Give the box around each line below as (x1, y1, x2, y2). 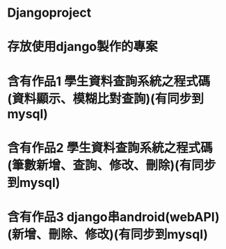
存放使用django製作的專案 (7, 39, 158, 55)
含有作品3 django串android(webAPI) (7, 209, 220, 225)
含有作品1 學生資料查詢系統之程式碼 (7, 73, 211, 89)
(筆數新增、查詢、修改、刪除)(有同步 (7, 157, 216, 173)
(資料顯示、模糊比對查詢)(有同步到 (7, 90, 204, 106)
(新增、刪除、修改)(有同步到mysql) (7, 226, 209, 242)
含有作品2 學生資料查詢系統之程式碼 (7, 140, 213, 156)
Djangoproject (7, 5, 92, 21)
